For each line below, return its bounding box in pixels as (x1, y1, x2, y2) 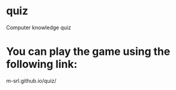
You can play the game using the (6, 45, 171, 58)
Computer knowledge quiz (6, 24, 71, 31)
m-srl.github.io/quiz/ (6, 77, 56, 84)
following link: (6, 58, 78, 71)
